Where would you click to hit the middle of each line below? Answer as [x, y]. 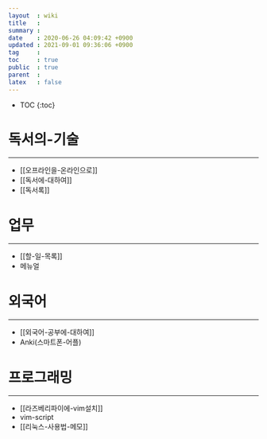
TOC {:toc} [37, 105]
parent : [25, 75]
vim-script [37, 418]
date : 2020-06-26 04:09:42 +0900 [71, 38]
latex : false [35, 82]
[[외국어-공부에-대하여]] [57, 332]
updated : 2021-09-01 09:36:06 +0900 [71, 45]
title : [25, 23]
